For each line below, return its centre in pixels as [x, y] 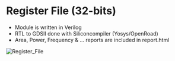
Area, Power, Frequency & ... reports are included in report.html [92, 40]
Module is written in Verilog [48, 27]
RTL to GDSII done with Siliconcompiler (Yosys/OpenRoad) [86, 33]
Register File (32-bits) [61, 11]
